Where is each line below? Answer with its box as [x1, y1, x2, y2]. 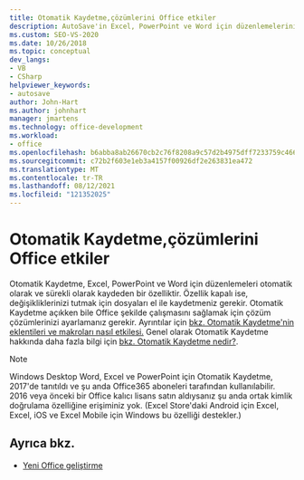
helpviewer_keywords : [9, 81, 91, 90]
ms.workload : [9, 131, 59, 140]
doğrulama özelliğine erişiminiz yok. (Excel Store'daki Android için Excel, [9, 399, 279, 410]
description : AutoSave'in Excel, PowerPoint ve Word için [9, 22, 233, 31]
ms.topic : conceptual [9, 47, 91, 56]
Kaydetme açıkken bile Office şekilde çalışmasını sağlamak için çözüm [9, 307, 271, 318]
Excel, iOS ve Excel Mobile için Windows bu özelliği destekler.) [9, 409, 242, 420]
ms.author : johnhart [9, 106, 88, 115]
